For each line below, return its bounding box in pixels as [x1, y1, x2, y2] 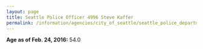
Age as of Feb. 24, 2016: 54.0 [6, 36, 81, 44]
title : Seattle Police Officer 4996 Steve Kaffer [6, 14, 134, 20]
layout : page [6, 8, 39, 15]
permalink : [6, 20, 34, 26]
